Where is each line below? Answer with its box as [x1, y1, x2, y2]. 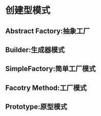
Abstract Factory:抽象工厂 [5, 27, 90, 35]
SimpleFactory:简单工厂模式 [5, 64, 96, 73]
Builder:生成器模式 [5, 45, 65, 54]
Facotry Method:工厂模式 [5, 83, 87, 92]
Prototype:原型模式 [5, 103, 68, 111]
